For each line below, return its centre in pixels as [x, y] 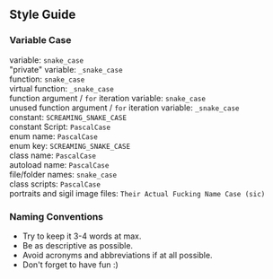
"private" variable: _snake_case [66, 69]
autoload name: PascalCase [59, 164]
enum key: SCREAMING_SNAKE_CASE [70, 145]
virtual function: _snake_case [62, 88]
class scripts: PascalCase [55, 184]
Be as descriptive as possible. [77, 245]
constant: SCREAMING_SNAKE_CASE [68, 117]
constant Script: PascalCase [60, 126]
